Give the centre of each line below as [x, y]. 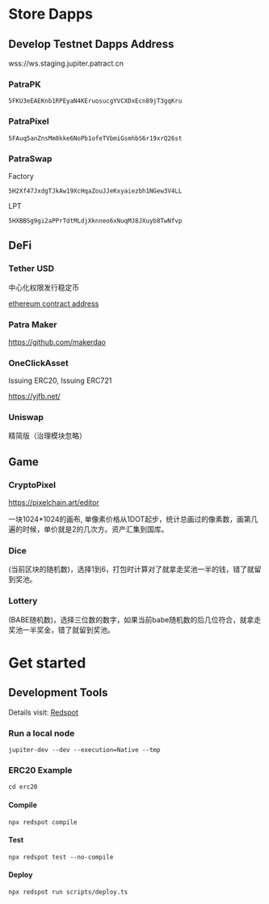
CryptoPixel [32, 485]
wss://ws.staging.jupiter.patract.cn [66, 63]
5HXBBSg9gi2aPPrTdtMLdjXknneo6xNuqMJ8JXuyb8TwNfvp [95, 221]
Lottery [23, 601]
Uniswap [26, 418]
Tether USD [32, 269]
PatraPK [25, 84]
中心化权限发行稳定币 [44, 287]
